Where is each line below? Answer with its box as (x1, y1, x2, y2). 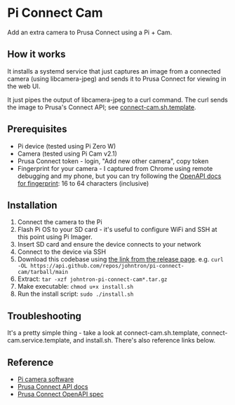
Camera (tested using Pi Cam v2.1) (17, 149, 118, 158)
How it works (7, 48, 66, 60)
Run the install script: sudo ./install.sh (17, 289, 134, 298)
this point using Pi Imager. (17, 233, 93, 241)
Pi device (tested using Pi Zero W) (17, 142, 116, 150)
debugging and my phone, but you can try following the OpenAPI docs (17, 172, 222, 180)
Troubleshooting (7, 310, 82, 322)
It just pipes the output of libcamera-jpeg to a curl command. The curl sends (7, 95, 228, 104)
